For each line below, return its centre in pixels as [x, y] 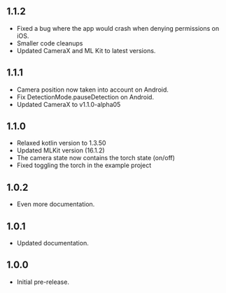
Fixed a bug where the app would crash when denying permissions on [118, 28]
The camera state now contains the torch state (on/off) [96, 158]
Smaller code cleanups [50, 43]
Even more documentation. [56, 204]
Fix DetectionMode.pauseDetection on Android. [85, 97]
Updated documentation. [52, 243]
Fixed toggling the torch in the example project [84, 165]
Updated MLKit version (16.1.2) [61, 150]
